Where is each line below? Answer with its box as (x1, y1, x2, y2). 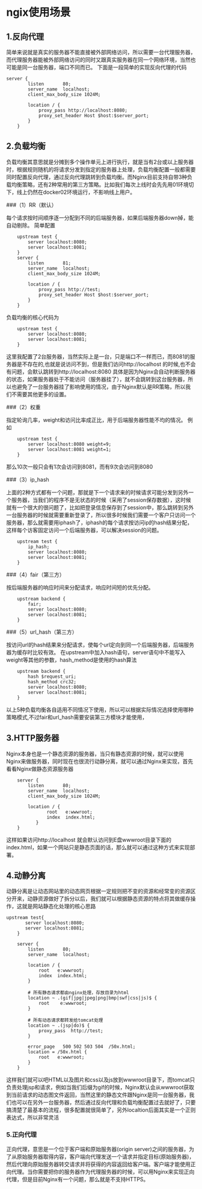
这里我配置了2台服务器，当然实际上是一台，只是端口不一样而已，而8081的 (6, 352, 191, 360)
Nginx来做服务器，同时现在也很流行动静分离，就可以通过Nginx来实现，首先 (6, 757, 194, 765)
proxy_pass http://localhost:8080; (38, 107, 128, 113)
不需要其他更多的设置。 (11, 390, 70, 398)
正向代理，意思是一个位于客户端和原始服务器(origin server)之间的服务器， (6, 1145, 189, 1153)
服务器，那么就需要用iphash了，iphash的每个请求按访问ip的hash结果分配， (6, 518, 193, 526)
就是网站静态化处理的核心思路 (22, 903, 96, 910)
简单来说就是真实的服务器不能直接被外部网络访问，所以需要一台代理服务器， (6, 49, 196, 56)
